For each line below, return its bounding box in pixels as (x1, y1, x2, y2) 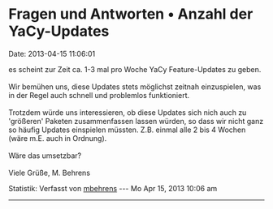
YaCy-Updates (8, 22, 110, 41)
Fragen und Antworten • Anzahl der (8, 5, 253, 23)
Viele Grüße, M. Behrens (8, 168, 91, 177)
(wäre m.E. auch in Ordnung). (8, 133, 107, 143)
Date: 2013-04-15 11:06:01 (8, 49, 96, 58)
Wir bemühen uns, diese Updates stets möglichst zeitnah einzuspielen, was (8, 82, 262, 92)
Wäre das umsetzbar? (8, 151, 82, 160)
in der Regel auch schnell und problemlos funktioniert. (8, 90, 190, 100)
